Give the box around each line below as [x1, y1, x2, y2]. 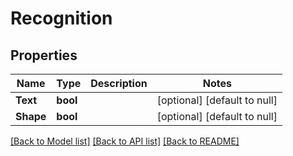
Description [90, 77, 148, 90]
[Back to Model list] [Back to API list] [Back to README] [10, 135, 240, 147]
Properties [10, 47, 78, 64]
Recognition [10, 7, 113, 30]
